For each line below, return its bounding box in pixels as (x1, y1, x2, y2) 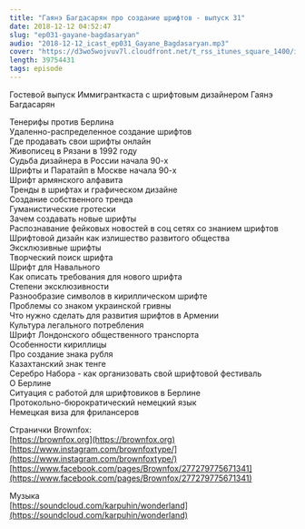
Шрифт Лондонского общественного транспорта (9, 329, 200, 340)
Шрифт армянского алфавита (9, 174, 123, 185)
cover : (9, 47, 34, 56)
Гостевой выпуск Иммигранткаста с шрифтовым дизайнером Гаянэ (9, 88, 274, 100)
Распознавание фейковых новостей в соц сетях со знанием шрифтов (9, 222, 279, 233)
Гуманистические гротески (9, 203, 116, 214)
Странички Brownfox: (9, 424, 93, 435)
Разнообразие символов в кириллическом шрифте (9, 290, 208, 301)
